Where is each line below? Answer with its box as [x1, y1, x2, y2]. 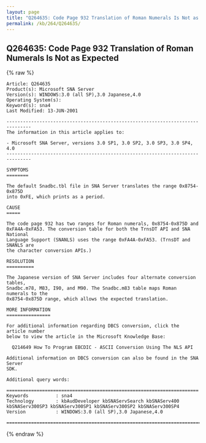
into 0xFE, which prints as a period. [6, 194, 105, 200]
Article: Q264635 [6, 81, 51, 87]
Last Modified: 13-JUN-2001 [6, 108, 78, 114]
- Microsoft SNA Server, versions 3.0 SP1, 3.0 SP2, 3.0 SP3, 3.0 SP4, [6, 140, 193, 146]
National [6, 232, 29, 238]
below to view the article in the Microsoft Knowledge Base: [6, 334, 166, 340]
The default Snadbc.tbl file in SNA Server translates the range [6, 183, 177, 189]
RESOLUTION [6, 259, 34, 265]
